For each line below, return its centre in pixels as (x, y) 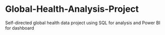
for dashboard (20, 28)
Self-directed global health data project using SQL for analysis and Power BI (83, 23)
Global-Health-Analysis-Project (72, 9)
